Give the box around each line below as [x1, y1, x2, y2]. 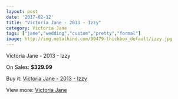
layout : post [6, 8, 38, 15]
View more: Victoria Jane [6, 87, 67, 93]
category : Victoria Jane [6, 25, 67, 31]
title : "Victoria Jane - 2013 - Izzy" [6, 19, 101, 25]
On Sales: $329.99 [6, 64, 53, 71]
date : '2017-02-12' [6, 14, 54, 20]
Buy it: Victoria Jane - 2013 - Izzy [6, 75, 87, 82]
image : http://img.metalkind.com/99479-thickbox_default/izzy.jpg [6, 36, 173, 42]
